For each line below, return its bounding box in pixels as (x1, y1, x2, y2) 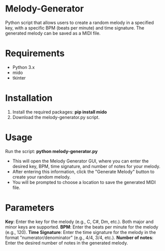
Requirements (5, 48, 65, 59)
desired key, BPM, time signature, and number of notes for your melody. (12, 163, 161, 169)
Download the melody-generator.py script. (12, 114, 100, 120)
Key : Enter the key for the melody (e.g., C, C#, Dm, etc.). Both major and (5, 218, 154, 224)
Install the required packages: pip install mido (12, 108, 107, 115)
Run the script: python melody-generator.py (5, 148, 98, 154)
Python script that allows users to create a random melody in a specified (5, 19, 154, 25)
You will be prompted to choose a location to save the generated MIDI (12, 179, 156, 185)
